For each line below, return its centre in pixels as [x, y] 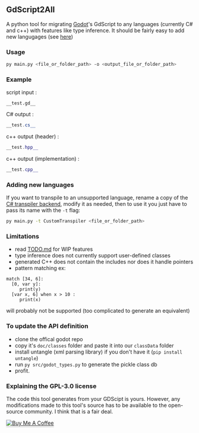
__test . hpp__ [22, 148]
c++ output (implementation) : [43, 159]
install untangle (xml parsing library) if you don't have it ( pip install [99, 352]
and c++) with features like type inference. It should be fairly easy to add [95, 30]
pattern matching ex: [40, 268]
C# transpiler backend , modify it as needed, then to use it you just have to [97, 204]
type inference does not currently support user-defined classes [93, 256]
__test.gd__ [21, 103]
